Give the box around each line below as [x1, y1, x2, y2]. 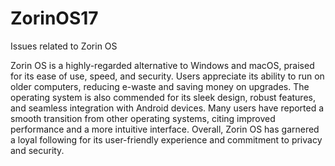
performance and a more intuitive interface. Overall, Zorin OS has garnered [10, 123, 320, 135]
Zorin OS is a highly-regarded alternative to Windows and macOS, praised [10, 59, 315, 71]
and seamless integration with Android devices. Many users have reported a [10, 102, 325, 114]
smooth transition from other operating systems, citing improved [10, 112, 276, 124]
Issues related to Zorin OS [10, 40, 118, 52]
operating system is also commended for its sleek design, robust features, [10, 91, 316, 103]
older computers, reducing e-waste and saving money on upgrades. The [10, 80, 310, 92]
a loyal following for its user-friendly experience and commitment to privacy [10, 133, 323, 146]
